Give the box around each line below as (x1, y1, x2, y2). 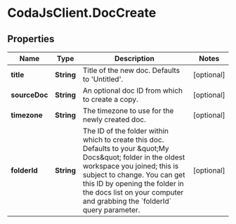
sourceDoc (11, 90, 48, 100)
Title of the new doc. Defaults (82, 65, 181, 75)
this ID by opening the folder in (82, 179, 184, 188)
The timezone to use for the (82, 106, 174, 115)
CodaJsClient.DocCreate (7, 5, 157, 21)
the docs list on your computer (82, 187, 184, 197)
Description (114, 54, 155, 63)
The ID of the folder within (82, 126, 169, 136)
